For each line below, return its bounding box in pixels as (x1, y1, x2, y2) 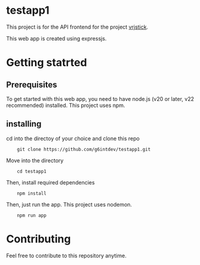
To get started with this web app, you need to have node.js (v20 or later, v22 (6, 95, 195, 102)
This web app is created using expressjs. (6, 35, 107, 42)
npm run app (17, 212, 47, 218)
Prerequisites (6, 79, 57, 90)
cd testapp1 (17, 168, 47, 174)
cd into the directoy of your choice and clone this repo (6, 135, 140, 142)
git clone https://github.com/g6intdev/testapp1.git (17, 146, 151, 152)
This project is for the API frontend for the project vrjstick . (6, 23, 148, 30)
